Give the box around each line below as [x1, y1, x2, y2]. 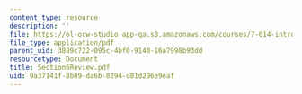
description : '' [9, 21, 70, 30]
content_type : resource [9, 13, 99, 22]
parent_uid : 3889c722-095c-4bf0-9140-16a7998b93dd [9, 47, 203, 56]
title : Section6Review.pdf [9, 64, 111, 73]
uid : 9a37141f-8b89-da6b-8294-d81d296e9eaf [9, 72, 175, 81]
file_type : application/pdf [9, 38, 115, 47]
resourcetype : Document [9, 55, 99, 64]
